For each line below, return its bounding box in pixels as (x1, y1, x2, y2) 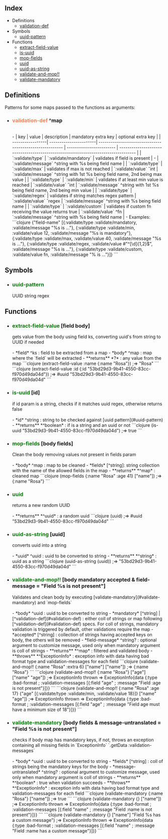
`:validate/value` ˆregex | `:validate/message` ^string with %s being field (12, 198, 161, 204)
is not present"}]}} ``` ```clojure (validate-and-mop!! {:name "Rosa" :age (12, 685, 159, 691)
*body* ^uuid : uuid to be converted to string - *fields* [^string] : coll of (15, 758, 163, 764)
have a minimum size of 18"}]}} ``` (12, 706, 82, 713)
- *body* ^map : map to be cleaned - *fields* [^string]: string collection (12, 462, 159, 468)
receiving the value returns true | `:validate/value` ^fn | (12, 209, 125, 215)
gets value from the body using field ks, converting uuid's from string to (12, 334, 161, 340)
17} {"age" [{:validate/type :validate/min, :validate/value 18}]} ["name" (12, 690, 156, 696)
